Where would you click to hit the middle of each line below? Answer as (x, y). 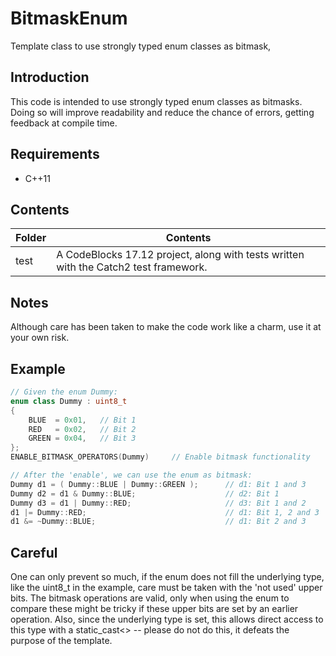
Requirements (55, 154)
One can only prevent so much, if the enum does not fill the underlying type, (167, 577)
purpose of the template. (61, 641)
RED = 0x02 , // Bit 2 (82, 429)
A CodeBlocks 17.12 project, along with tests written (180, 255)
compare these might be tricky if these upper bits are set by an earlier (154, 609)
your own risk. (40, 338)
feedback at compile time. (64, 123)
